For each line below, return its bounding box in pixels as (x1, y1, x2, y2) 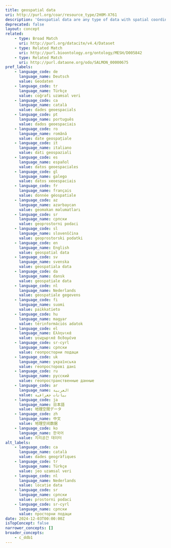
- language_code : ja (14, 397, 58, 402)
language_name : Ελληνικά (18, 331, 72, 336)
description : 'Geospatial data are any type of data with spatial (5, 17, 149, 22)
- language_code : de (14, 70, 58, 75)
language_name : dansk (18, 273, 65, 279)
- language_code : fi (14, 298, 58, 303)
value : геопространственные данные (18, 378, 95, 383)
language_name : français (18, 188, 72, 193)
